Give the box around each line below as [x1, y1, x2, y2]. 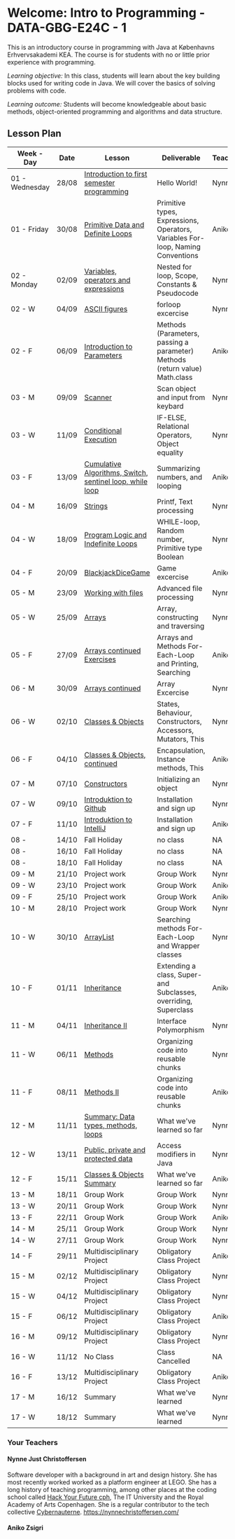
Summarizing [157, 463, 201, 473]
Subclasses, [157, 987, 197, 997]
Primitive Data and [84, 219, 145, 229]
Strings [84, 501, 108, 511]
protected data [84, 1154, 133, 1163]
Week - [17, 149, 43, 158]
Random [157, 526, 185, 535]
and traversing [157, 621, 205, 631]
